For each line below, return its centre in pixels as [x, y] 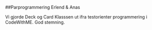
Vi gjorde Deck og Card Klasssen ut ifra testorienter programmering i [76, 17]
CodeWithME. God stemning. [35, 22]
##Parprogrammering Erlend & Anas [43, 7]
